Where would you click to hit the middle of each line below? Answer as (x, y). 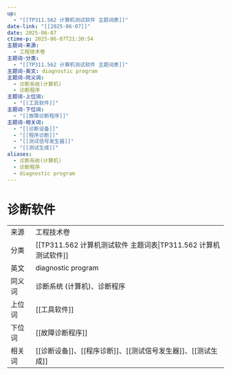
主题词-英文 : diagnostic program (52, 71)
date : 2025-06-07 (32, 33)
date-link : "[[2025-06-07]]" (49, 26)
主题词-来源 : (23, 45)
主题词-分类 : (23, 58)
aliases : (20, 154)
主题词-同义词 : (26, 77)
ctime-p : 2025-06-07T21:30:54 (51, 39)
